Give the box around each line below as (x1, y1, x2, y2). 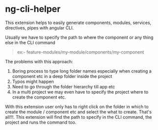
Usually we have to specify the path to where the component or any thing (5, 34, 154, 40)
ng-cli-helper (5, 3, 61, 15)
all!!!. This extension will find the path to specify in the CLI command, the (5, 114, 152, 120)
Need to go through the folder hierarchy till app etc (12, 83, 115, 89)
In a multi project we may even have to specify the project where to (12, 89, 149, 95)
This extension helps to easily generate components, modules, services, (5, 20, 152, 26)
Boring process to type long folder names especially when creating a (12, 68, 152, 74)
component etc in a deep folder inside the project (12, 73, 112, 79)
